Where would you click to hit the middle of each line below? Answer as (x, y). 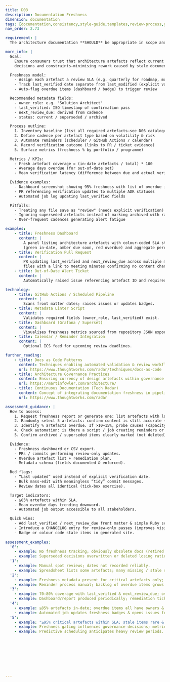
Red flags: (21, 472)
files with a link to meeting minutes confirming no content (89, 266)
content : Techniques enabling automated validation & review (84, 365)
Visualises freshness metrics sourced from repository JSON (88, 332)
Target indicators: (30, 495)
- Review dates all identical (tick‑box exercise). (70, 486)
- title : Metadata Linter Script (50, 309)
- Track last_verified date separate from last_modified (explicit (87, 85)
